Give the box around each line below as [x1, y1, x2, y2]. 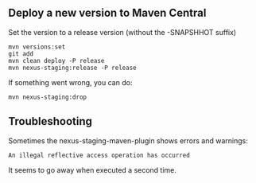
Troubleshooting [8, 115, 93, 128]
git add [8, 49, 34, 58]
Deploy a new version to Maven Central [8, 6, 207, 20]
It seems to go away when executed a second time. [8, 165, 177, 174]
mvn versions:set [8, 43, 66, 51]
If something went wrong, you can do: [8, 77, 133, 87]
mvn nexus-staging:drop [8, 93, 87, 101]
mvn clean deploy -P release [8, 56, 105, 64]
